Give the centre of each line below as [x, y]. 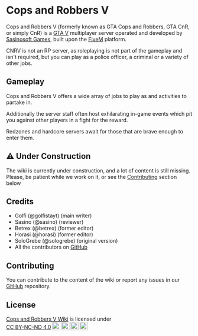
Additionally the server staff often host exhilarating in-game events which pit [99, 113]
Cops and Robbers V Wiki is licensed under [59, 319]
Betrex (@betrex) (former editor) [54, 229]
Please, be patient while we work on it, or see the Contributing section [92, 177]
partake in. [19, 102]
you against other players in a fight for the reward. [67, 120]
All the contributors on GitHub [51, 247]
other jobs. [19, 63]
